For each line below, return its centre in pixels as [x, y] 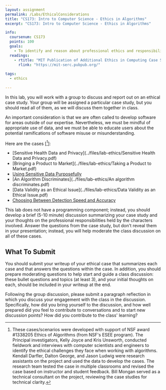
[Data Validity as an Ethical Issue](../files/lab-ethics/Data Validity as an [84, 190]
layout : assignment [25, 10]
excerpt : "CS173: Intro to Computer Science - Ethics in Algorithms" [78, 24]
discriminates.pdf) [31, 185]
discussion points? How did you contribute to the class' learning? [71, 315]
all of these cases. [24, 236]
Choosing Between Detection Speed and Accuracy [64, 200]
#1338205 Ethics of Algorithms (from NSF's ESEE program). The [78, 335]
